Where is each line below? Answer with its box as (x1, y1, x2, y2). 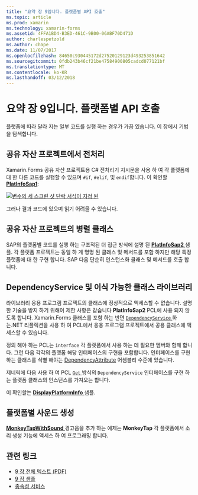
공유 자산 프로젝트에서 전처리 (6, 149, 105, 159)
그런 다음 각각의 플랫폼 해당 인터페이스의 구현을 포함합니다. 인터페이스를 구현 (14, 349, 191, 356)
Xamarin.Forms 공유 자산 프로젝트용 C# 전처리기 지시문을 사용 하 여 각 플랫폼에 (6, 166, 190, 173)
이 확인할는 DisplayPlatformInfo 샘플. (6, 389, 96, 396)
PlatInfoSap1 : (6, 180, 40, 187)
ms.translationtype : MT (6, 63, 65, 70)
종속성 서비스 (14, 483, 46, 490)
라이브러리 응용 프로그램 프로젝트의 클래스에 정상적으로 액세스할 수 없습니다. (6, 299, 181, 306)
